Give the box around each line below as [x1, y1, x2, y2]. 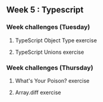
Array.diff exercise [15, 89, 62, 96]
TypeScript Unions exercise [15, 48, 84, 56]
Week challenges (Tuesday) [6, 23, 90, 31]
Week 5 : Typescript [6, 5, 84, 15]
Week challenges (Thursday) [6, 63, 94, 72]
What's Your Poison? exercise [15, 77, 90, 84]
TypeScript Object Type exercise [15, 36, 97, 44]
